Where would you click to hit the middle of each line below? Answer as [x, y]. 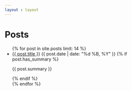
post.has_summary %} [35, 59]
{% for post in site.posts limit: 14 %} [49, 48]
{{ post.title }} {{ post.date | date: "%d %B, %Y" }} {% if [70, 53]
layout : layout [22, 10]
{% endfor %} [26, 83]
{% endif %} [25, 78]
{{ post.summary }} [32, 68]
